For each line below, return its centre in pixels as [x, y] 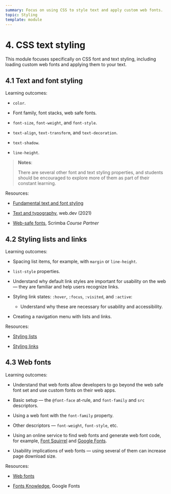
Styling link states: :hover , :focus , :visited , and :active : [72, 296]
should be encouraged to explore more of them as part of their [83, 178]
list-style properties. [36, 271]
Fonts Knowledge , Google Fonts [46, 486]
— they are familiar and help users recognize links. [66, 286]
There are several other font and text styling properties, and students [90, 173]
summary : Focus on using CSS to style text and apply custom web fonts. [84, 10]
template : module [24, 19]
